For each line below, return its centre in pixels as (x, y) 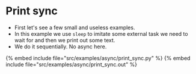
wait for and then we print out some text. (65, 40)
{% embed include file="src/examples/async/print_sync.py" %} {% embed (98, 58)
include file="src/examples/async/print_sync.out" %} (72, 64)
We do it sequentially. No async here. (60, 47)
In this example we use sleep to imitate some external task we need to (101, 33)
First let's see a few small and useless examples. (75, 27)
